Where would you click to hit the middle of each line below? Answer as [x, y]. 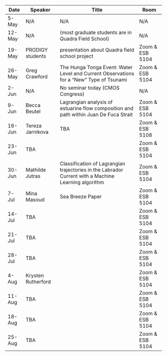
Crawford [37, 77]
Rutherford [38, 282]
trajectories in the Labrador [91, 170]
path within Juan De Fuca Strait [96, 115]
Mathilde [36, 170]
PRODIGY [37, 50]
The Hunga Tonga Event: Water [96, 67]
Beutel [33, 111]
